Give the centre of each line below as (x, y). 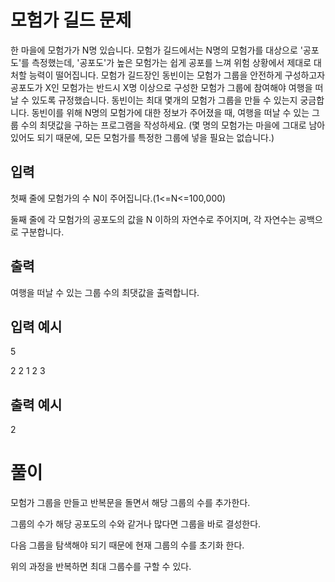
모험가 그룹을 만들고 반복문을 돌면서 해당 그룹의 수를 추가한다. (130, 503)
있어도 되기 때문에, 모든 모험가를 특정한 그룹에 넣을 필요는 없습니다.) (142, 137)
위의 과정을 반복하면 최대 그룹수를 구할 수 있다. (101, 567)
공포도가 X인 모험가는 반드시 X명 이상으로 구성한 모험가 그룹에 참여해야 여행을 (161, 87)
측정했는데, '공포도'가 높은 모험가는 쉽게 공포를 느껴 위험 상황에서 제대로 (171, 62)
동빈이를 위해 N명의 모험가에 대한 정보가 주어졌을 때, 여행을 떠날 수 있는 (170, 112)
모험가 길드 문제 (71, 20)
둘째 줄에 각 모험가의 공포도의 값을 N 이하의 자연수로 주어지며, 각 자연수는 (153, 219)
